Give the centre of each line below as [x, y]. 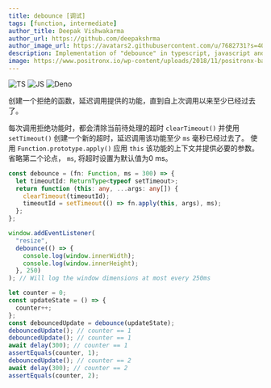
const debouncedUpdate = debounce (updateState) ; [92, 323]
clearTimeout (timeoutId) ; [67, 196]
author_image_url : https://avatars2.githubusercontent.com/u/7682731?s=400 [138, 46]
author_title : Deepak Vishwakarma [67, 31]
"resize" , [32, 240]
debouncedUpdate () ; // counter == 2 [70, 361]
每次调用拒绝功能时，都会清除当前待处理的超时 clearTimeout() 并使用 [124, 128]
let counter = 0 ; [38, 293]
